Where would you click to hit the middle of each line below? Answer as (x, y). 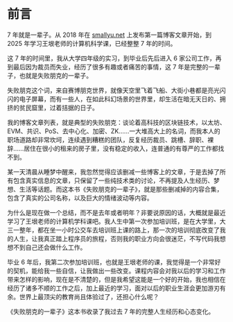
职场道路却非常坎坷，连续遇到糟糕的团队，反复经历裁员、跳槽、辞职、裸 (110, 139)
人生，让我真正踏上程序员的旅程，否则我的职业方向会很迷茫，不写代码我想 (119, 238)
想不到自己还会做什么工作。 (47, 247)
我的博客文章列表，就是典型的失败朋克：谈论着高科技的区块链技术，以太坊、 (116, 122)
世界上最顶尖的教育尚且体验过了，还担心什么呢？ (89, 296)
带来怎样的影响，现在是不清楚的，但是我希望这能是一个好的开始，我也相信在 (116, 279)
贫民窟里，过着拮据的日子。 (59, 108)
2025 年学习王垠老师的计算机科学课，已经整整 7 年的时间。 (92, 43)
